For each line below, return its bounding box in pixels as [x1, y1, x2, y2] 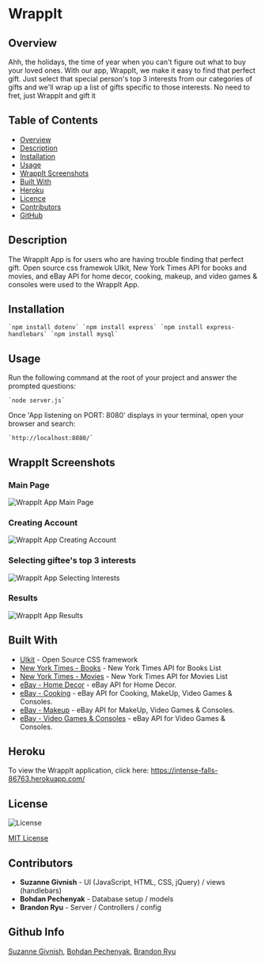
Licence [19, 193, 46, 203]
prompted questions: [8, 381, 77, 391]
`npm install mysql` [50, 330, 119, 339]
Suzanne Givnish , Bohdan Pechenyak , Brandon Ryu [8, 947, 176, 956]
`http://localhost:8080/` [8, 435, 93, 442]
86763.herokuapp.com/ [8, 774, 85, 784]
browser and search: [8, 419, 76, 428]
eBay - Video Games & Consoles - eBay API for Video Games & [19, 713, 225, 723]
